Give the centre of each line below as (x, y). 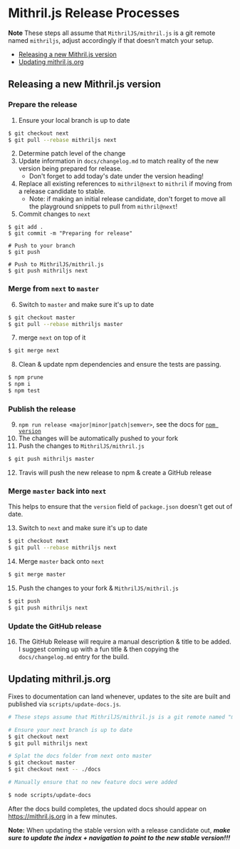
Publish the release (42, 409)
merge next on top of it (52, 337)
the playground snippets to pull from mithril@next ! (103, 207)
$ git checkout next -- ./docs (54, 769)
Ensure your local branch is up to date (74, 120)
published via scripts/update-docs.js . (65, 703)
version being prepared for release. (70, 168)
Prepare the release (43, 105)
